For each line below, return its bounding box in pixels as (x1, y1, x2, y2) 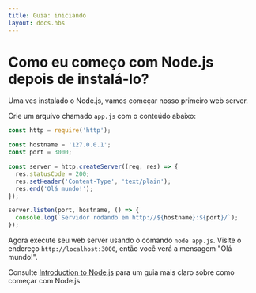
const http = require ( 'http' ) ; (8, 127, 111, 135)
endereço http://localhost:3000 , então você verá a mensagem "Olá (8, 244, 232, 253)
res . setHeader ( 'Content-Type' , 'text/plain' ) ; (15, 177, 171, 185)
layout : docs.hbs (8, 19, 66, 27)
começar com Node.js (8, 276, 81, 286)
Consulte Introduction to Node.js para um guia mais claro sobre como (8, 268, 235, 277)
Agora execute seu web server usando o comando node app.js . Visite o (8, 235, 242, 245)
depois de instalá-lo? (8, 70, 149, 88)
